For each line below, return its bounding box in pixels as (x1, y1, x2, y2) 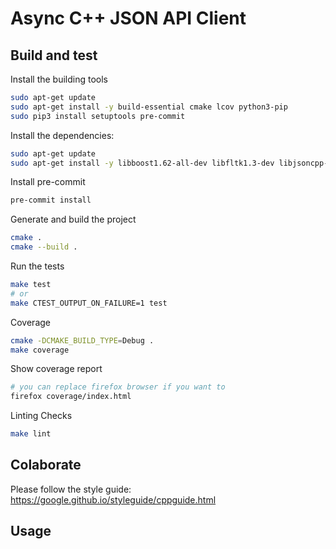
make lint (10, 429, 52, 439)
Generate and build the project (10, 213, 137, 226)
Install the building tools (10, 73, 109, 85)
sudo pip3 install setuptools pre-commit (10, 111, 186, 121)
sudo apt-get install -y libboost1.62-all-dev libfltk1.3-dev (10, 158, 275, 168)
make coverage (10, 345, 70, 355)
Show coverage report (10, 363, 103, 375)
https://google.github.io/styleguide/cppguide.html (10, 493, 217, 506)
